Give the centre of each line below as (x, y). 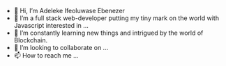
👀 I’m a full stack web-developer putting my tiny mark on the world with (116, 18)
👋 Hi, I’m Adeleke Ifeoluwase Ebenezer (69, 11)
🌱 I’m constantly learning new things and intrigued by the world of (108, 33)
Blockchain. (30, 40)
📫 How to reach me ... (46, 55)
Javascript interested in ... (51, 25)
